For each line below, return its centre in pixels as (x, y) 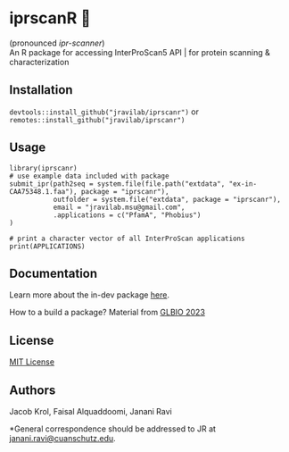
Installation (41, 90)
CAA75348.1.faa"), (43, 191)
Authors (33, 390)
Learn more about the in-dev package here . (90, 295)
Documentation (54, 273)
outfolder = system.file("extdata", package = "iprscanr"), (167, 199)
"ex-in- (243, 184)
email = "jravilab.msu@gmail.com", (119, 207)
